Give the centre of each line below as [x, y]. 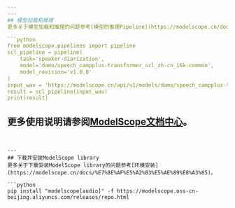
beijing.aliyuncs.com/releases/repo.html [69, 197]
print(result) [28, 98]
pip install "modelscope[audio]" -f [60, 191]
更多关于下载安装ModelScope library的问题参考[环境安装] [83, 165]
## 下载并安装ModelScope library [53, 158]
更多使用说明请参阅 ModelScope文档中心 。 [100, 122]
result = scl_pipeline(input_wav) [58, 92]
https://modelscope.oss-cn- [157, 191]
